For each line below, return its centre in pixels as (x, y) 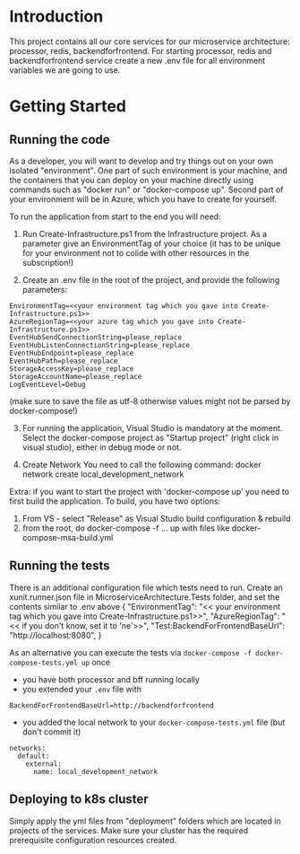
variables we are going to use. (65, 70)
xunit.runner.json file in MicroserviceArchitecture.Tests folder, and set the (145, 597)
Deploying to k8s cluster (79, 800)
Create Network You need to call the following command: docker (141, 464)
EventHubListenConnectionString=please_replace (100, 345)
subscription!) (48, 262)
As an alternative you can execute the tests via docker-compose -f (131, 652)
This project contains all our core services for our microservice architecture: (150, 41)
